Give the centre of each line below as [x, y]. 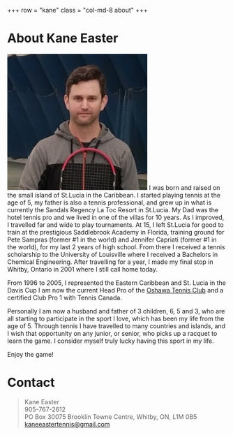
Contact [31, 383]
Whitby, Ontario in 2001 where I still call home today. [83, 269]
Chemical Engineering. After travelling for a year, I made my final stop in [111, 262]
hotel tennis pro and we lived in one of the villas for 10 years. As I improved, [116, 217]
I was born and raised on [185, 187]
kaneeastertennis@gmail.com [67, 424]
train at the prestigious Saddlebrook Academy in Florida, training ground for [116, 232]
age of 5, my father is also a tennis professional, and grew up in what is [110, 202]
